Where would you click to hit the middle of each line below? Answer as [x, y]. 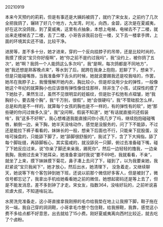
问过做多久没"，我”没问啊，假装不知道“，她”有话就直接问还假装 [85, 112]
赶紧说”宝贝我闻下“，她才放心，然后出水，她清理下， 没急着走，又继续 [76, 167]
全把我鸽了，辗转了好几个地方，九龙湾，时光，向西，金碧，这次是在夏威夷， [81, 23]
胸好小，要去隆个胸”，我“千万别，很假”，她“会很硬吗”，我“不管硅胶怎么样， [81, 100]
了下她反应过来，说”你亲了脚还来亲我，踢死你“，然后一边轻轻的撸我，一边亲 [81, 148]
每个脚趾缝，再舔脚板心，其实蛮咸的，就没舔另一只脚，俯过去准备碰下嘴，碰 [81, 142]
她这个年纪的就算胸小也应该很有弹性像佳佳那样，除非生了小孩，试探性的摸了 [81, 88]
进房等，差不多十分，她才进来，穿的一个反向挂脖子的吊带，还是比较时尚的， [81, 51]
